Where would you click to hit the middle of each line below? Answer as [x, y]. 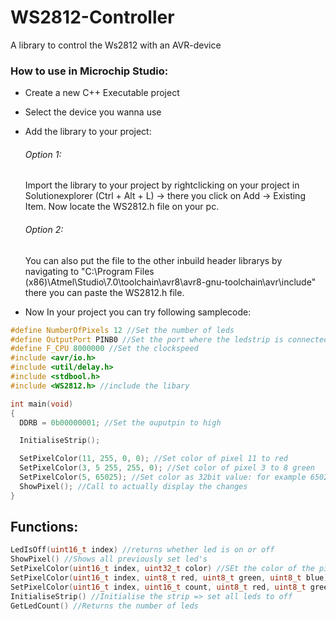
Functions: [44, 527]
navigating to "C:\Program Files [89, 271]
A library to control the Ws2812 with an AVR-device [116, 45]
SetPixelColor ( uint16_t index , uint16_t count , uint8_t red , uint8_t [158, 587]
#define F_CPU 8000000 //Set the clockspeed [104, 349]
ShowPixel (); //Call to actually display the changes [133, 486]
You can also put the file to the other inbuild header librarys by [153, 260]
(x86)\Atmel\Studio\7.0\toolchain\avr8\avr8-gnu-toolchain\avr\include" [170, 282]
